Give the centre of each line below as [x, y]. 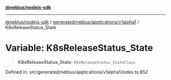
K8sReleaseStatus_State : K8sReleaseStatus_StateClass [77, 62]
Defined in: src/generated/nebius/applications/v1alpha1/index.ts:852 [77, 72]
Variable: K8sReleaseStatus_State [79, 48]
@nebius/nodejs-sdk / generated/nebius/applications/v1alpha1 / [72, 22]
